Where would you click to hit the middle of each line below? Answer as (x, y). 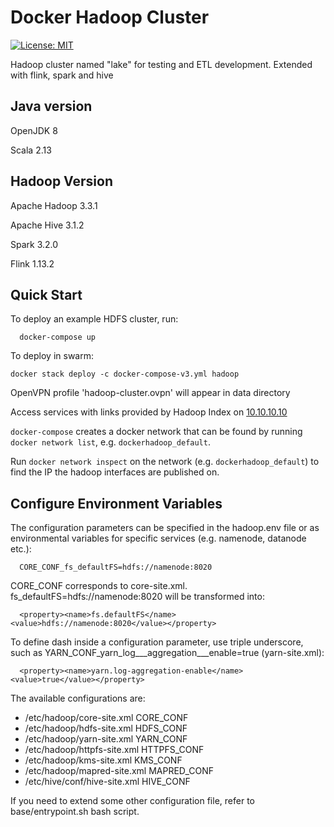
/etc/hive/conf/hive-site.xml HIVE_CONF (107, 782)
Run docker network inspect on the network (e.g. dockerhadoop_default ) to (165, 462)
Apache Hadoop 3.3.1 (54, 205)
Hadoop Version (61, 181)
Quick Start (46, 294)
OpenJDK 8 (34, 130)
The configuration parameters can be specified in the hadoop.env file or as (165, 528)
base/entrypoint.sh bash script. (75, 812)
